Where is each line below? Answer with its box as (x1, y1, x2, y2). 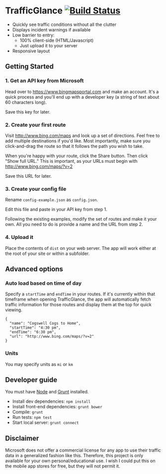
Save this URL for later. (5, 173, 52, 179)
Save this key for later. (5, 109, 51, 115)
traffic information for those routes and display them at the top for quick (5, 302, 152, 308)
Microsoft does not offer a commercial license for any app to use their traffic (5, 447, 161, 453)
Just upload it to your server (19, 42, 78, 48)
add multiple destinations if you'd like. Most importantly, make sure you (5, 137, 151, 144)
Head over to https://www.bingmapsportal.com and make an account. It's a (5, 89, 159, 95)
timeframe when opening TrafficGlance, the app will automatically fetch (5, 296, 151, 302)
